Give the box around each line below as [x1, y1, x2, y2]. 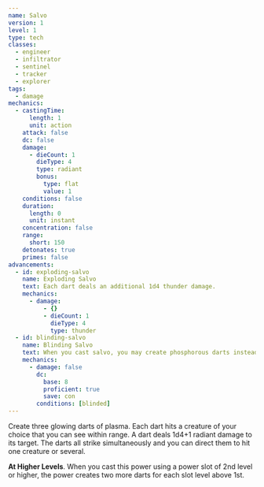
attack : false [22, 128, 68, 136]
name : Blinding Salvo [22, 341, 93, 349]
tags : [8, 84, 26, 93]
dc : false [22, 136, 55, 144]
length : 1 [28, 114, 61, 122]
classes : [8, 41, 37, 49]
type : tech [8, 33, 44, 42]
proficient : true [42, 385, 101, 393]
